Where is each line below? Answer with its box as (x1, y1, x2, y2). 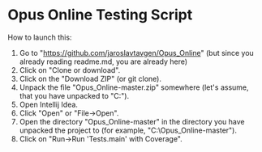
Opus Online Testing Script (7, 6, 193, 24)
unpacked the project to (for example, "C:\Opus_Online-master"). (19, 125, 237, 135)
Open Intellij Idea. (19, 99, 79, 109)
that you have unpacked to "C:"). (19, 91, 130, 100)
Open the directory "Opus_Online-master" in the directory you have (19, 116, 245, 126)
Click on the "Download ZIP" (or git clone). (19, 74, 161, 83)
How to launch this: (7, 32, 72, 42)
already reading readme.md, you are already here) (19, 57, 188, 66)
